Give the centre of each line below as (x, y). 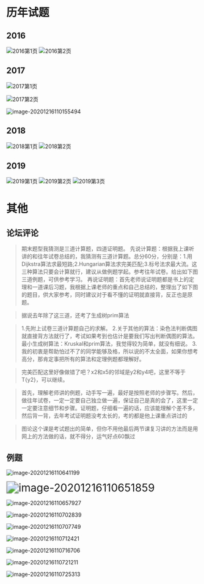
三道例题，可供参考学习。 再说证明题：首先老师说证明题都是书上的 (105, 279)
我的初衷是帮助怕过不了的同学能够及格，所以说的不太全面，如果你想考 (110, 351)
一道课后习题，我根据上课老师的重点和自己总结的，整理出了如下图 (115, 287)
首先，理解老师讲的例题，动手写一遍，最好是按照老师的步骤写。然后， (110, 393)
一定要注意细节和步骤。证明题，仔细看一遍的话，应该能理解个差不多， (110, 408)
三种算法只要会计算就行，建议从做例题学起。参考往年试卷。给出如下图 (110, 272)
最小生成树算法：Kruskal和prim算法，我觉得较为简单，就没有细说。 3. (109, 344)
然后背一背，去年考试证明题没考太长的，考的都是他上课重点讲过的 (104, 416)
